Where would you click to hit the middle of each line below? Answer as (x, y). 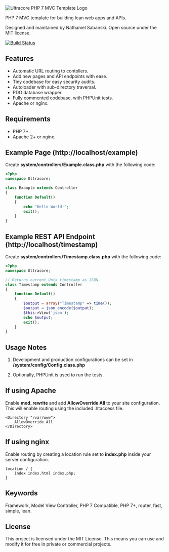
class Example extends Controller (42, 188)
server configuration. (27, 459)
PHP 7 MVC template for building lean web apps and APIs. (66, 18)
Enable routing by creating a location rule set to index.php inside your (78, 454)
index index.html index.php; (45, 473)
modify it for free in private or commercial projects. (58, 544)
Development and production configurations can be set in (73, 360)
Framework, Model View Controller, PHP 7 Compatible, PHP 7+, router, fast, (84, 505)
